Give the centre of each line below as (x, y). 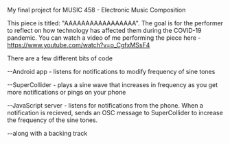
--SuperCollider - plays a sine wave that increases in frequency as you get (113, 85)
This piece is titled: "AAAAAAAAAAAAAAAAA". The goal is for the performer (115, 23)
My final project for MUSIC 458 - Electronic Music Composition (96, 10)
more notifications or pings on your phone (67, 92)
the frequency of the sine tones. (53, 120)
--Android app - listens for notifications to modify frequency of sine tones (111, 72)
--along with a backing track (47, 133)
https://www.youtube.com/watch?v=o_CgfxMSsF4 (79, 45)
